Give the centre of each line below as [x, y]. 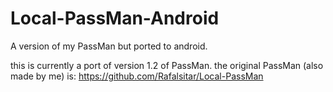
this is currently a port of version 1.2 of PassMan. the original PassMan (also [167, 65]
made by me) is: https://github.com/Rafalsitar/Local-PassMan [137, 76]
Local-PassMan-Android [115, 18]
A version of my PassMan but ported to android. [109, 46]
